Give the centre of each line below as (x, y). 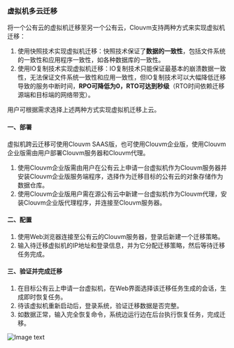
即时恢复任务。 (45, 297)
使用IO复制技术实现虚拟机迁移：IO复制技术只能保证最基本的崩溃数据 (116, 68)
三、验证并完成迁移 (35, 271)
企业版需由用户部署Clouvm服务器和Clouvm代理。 (78, 152)
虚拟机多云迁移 (32, 10)
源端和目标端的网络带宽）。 (56, 95)
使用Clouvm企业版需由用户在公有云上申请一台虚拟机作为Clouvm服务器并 (122, 167)
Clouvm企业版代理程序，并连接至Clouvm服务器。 (95, 202)
